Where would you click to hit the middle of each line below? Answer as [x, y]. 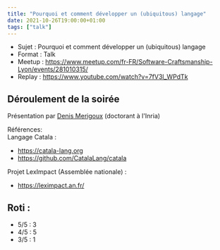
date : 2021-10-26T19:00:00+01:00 [56, 20]
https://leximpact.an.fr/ [51, 186]
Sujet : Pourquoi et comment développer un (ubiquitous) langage [111, 47]
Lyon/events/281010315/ [53, 69]
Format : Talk [36, 54]
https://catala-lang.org [50, 151]
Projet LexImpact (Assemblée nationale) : [67, 172]
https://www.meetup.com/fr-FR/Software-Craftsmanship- [129, 62]
